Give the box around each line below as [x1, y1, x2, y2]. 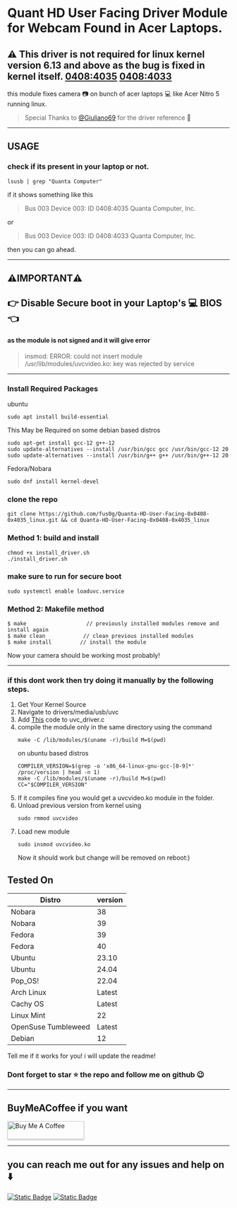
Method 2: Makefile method [7, 604, 104, 614]
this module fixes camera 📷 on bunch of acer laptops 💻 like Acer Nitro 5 [7, 90, 220, 98]
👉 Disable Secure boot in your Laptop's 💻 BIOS [7, 297, 222, 309]
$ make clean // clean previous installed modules [7, 632, 194, 640]
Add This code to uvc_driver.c [17, 715, 105, 724]
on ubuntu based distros [17, 749, 89, 758]
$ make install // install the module [7, 639, 147, 646]
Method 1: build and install [7, 533, 99, 543]
